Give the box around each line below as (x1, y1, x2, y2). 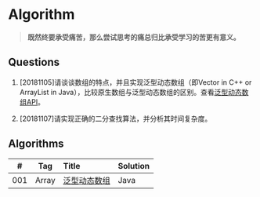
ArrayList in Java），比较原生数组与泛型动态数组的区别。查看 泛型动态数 (19, 87, 249, 97)
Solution (117, 160, 150, 171)
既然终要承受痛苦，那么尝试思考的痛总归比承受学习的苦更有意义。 (27, 32, 240, 42)
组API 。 (19, 97, 45, 107)
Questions (8, 56, 60, 69)
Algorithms (8, 137, 64, 151)
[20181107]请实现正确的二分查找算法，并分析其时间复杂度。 (19, 114, 212, 123)
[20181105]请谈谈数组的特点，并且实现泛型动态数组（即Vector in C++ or (19, 77, 252, 87)
